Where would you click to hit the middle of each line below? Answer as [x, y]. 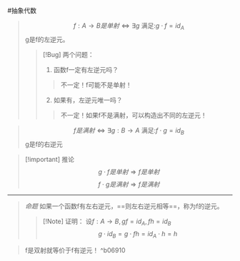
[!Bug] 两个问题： [68, 54]
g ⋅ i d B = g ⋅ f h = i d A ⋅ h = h [138, 235]
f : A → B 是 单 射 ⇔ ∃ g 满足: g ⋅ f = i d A [129, 26]
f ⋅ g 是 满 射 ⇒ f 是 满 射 [129, 184]
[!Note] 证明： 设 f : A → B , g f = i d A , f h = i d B [107, 222]
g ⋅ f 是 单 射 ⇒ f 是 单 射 [129, 172]
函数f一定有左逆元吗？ [86, 69]
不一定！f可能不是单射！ [96, 85]
